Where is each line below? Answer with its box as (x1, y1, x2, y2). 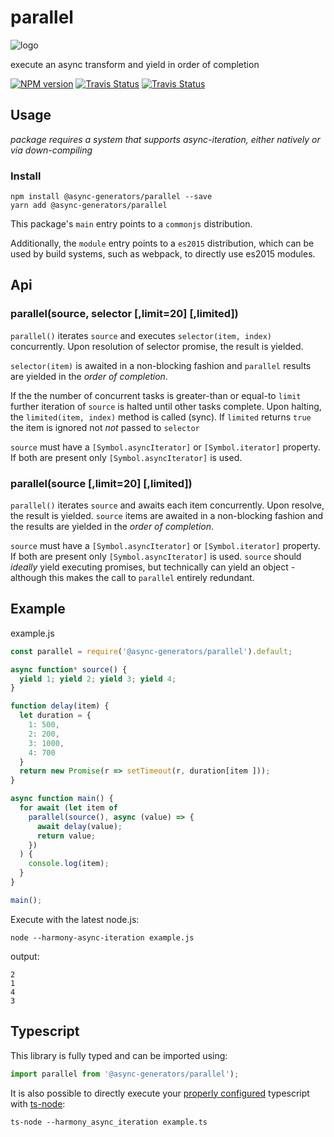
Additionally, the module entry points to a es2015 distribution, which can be (10, 237, 315, 250)
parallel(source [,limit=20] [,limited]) (10, 476, 193, 490)
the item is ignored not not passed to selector (10, 421, 200, 433)
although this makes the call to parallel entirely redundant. (10, 572, 255, 584)
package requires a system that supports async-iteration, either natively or (10, 133, 321, 145)
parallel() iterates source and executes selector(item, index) (10, 329, 273, 341)
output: (10, 950, 40, 962)
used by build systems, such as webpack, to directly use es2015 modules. (10, 248, 316, 260)
